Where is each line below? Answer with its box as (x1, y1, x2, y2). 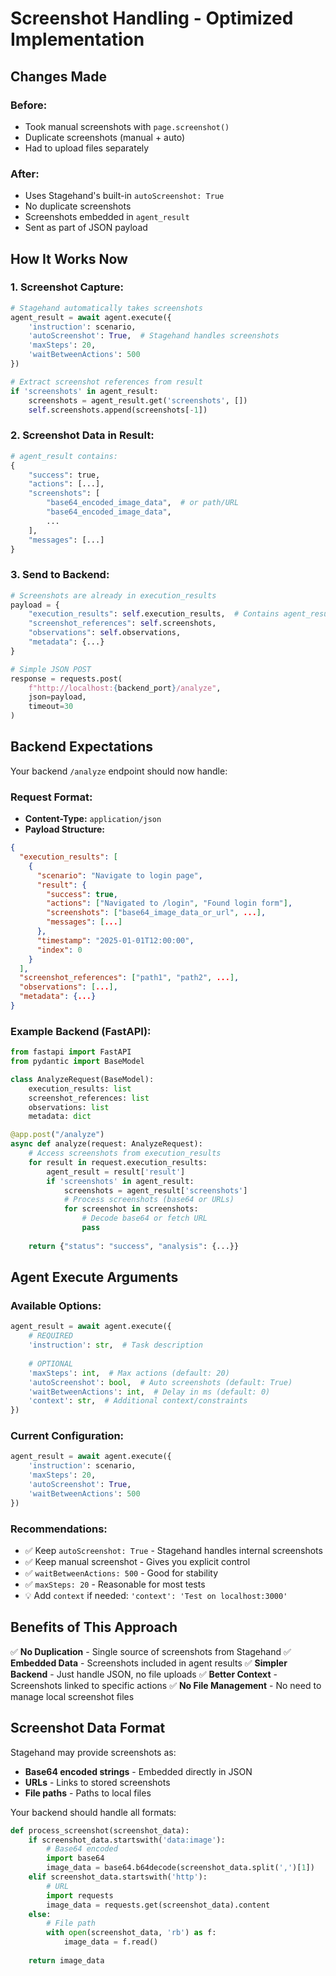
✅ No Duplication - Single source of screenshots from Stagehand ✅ (10, 1645, 292, 1657)
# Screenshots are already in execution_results (10, 590, 217, 601)
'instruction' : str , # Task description (28, 1340, 203, 1351)
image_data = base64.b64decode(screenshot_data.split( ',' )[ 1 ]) (46, 1863, 315, 1873)
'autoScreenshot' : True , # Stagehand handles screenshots (28, 331, 280, 341)
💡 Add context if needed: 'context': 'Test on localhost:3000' (24, 1590, 288, 1602)
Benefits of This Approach (10, 1619, 178, 1636)
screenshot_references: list (28, 1093, 150, 1103)
